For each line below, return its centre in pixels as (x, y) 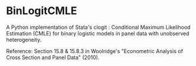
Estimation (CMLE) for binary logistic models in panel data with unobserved (98, 33)
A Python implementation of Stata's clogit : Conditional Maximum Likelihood (98, 27)
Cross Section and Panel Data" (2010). (53, 57)
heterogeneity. (24, 39)
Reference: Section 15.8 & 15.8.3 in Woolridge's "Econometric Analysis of (94, 51)
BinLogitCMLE (42, 11)
